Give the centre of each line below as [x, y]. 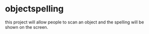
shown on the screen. [27, 27]
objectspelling [34, 9]
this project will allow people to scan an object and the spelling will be [74, 22]
